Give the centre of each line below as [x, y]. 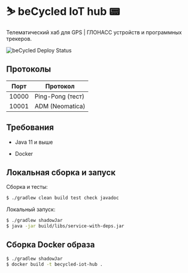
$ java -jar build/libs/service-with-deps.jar [65, 226]
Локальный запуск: [31, 209]
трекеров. [19, 38]
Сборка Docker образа [51, 245]
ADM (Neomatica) [60, 106]
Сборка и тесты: [27, 187]
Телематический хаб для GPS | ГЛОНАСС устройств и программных [94, 32]
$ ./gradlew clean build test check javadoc [63, 198]
